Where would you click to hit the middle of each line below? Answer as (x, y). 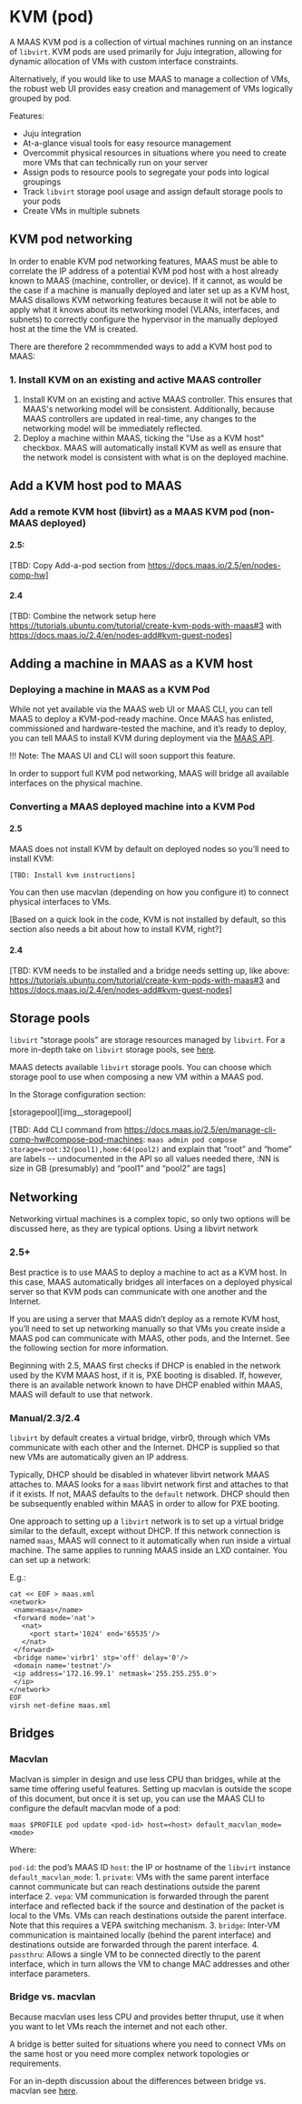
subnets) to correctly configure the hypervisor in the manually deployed (144, 319)
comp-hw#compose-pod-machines (76, 1139)
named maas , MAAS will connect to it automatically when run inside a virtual (151, 1540)
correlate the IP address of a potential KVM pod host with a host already (144, 271)
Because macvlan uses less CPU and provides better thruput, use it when (146, 2017)
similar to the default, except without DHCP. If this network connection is (145, 1530)
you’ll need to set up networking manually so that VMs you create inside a (147, 1328)
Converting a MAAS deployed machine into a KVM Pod (132, 807)
